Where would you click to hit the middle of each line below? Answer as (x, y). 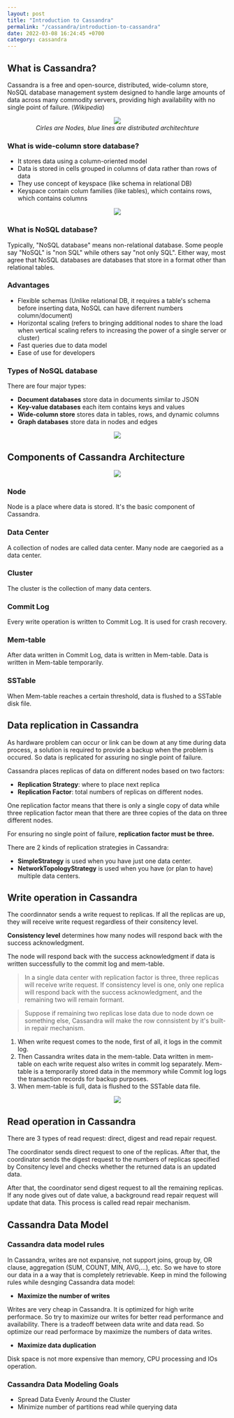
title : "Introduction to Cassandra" (60, 20)
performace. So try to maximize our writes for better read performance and (115, 1317)
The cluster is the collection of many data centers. (79, 588)
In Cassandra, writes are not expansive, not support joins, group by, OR (110, 1260)
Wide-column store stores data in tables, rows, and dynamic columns (118, 414)
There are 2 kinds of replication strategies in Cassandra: (88, 847)
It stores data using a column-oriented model (82, 161)
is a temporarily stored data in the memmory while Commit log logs (130, 1072)
